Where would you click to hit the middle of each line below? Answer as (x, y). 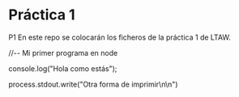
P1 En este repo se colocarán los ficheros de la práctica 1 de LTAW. (119, 37)
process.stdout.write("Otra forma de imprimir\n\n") (93, 84)
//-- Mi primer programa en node (63, 53)
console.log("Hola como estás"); (63, 68)
